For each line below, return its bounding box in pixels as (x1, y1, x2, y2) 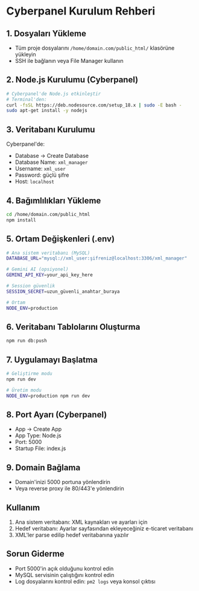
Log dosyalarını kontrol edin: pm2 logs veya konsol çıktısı (14, 578, 156, 585)
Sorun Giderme (6, 549, 65, 559)
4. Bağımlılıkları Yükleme (6, 195, 101, 206)
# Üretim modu (6, 387, 42, 393)
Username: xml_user (14, 165, 66, 172)
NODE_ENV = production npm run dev (6, 393, 90, 399)
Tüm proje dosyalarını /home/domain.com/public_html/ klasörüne (14, 44, 175, 51)
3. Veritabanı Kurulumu (6, 124, 95, 134)
